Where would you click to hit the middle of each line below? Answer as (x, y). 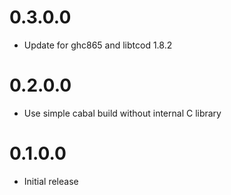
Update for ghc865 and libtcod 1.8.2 (98, 45)
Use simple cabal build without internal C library (122, 113)
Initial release (51, 181)
